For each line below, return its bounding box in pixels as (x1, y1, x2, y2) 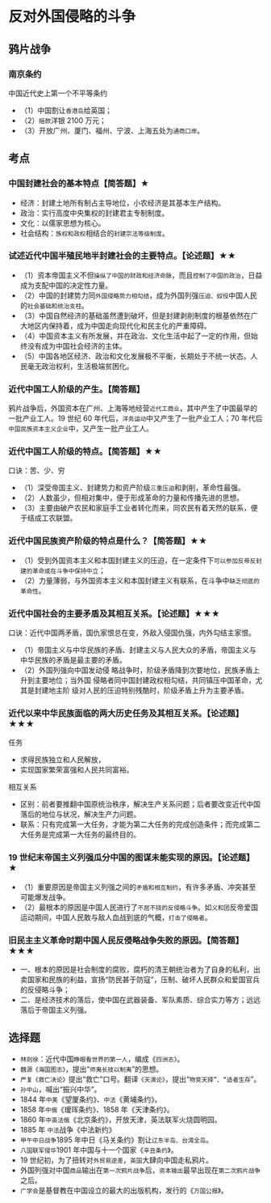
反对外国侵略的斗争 (8, 7, 136, 26)
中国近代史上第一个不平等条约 (8, 88, 107, 98)
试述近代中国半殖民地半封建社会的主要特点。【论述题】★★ (8, 250, 236, 261)
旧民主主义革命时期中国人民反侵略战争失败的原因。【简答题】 (8, 934, 244, 946)
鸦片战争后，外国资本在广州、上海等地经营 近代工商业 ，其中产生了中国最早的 (8, 404, 258, 413)
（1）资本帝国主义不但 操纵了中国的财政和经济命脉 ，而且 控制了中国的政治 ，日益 (19, 270, 263, 280)
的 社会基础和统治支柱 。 (19, 300, 89, 310)
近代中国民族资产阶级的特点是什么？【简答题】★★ (8, 536, 208, 547)
